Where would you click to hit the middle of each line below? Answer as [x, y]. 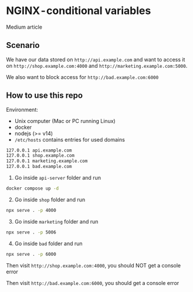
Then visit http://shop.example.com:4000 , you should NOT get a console [93, 265]
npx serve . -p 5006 [31, 232]
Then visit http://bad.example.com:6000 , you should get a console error [93, 283]
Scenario [23, 45]
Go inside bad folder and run [49, 243]
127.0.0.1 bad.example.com [39, 167]
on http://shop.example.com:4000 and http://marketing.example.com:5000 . [97, 66]
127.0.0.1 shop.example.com [40, 156]
